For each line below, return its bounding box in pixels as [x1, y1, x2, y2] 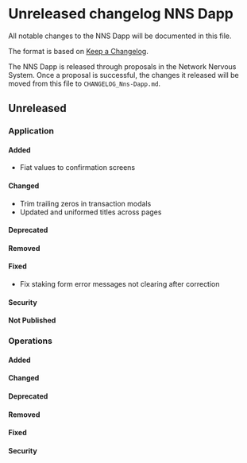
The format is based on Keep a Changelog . [8, 46, 149, 56]
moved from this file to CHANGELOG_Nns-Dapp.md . [8, 79, 161, 88]
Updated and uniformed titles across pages [19, 207, 162, 217]
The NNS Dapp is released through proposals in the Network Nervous [8, 61, 237, 71]
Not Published [8, 315, 56, 326]
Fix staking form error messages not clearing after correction [19, 280, 220, 289]
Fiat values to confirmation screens [19, 163, 136, 172]
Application [8, 125, 54, 137]
